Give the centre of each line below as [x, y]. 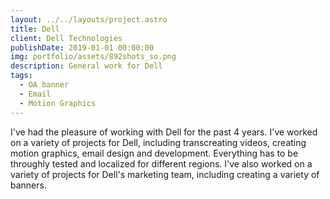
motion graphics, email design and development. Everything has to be [154, 153]
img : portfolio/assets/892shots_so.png [93, 57]
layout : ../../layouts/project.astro [89, 19]
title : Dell [35, 29]
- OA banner [44, 85]
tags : [21, 76]
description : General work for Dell [86, 66]
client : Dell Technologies [66, 38]
